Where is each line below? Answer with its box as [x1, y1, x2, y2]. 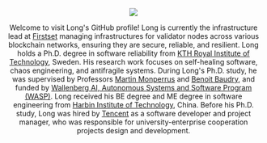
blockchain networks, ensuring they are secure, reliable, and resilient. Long [8, 40, 259, 49]
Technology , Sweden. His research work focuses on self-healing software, [9, 57, 258, 66]
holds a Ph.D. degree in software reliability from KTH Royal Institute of [17, 48, 250, 58]
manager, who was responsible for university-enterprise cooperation [19, 117, 248, 127]
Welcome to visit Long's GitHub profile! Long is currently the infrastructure [9, 23, 258, 32]
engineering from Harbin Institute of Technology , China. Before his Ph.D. [13, 100, 254, 109]
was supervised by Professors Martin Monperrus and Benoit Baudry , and [12, 74, 255, 84]
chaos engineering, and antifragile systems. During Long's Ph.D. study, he [10, 65, 257, 75]
